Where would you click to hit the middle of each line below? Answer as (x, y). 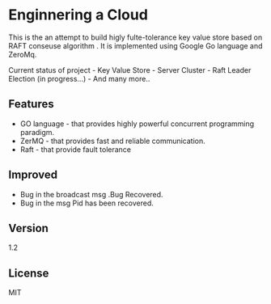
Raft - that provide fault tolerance (76, 149)
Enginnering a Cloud (78, 15)
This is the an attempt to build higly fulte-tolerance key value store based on (135, 37)
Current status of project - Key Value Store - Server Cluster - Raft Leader (130, 70)
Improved (33, 175)
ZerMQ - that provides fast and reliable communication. (113, 141)
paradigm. (37, 132)
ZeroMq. (23, 54)
